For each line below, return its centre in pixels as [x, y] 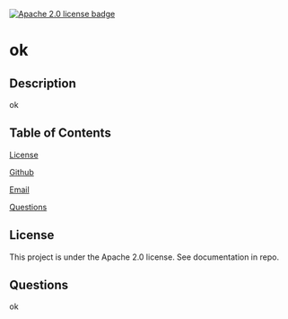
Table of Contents [61, 133]
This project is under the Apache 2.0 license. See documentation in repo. [144, 257]
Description [43, 83]
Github [22, 172]
